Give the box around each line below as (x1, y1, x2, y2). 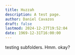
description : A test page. (5, 12, 61, 17)
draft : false (5, 21, 32, 26)
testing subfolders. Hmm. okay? (5, 44, 71, 50)
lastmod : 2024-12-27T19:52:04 (5, 26, 68, 31)
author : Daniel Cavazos (5, 16, 55, 21)
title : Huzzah (5, 7, 35, 12)
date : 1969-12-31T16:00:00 (5, 30, 61, 35)
